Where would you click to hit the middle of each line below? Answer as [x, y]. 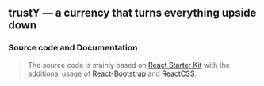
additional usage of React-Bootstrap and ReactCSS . [112, 73]
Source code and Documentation [73, 48]
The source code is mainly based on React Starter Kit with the [128, 65]
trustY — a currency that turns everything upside [132, 13]
